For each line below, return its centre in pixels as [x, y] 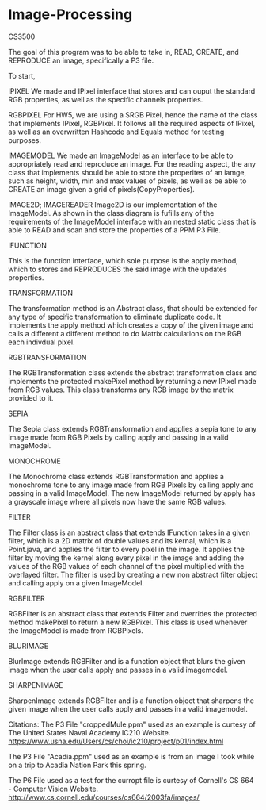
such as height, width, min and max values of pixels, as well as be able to [127, 181]
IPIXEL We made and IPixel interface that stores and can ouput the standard [132, 91]
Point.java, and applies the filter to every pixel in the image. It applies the [127, 549]
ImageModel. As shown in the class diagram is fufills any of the [111, 213]
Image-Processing [70, 15]
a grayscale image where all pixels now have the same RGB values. [118, 501]
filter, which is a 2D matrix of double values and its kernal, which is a [120, 540]
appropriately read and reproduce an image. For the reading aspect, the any [132, 163]
